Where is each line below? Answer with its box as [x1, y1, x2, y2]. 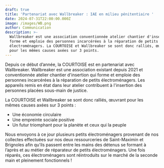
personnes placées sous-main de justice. [5, 87, 88, 93]
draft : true [5, 7, 29, 12]
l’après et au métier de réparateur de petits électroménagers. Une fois [5, 147, 145, 153]
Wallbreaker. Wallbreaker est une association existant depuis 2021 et [5, 66, 143, 72]
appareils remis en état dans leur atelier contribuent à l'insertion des [5, 82, 143, 88]
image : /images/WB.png [5, 21, 51, 26]
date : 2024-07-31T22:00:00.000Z [5, 16, 71, 21]
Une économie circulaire [12, 111, 62, 117]
